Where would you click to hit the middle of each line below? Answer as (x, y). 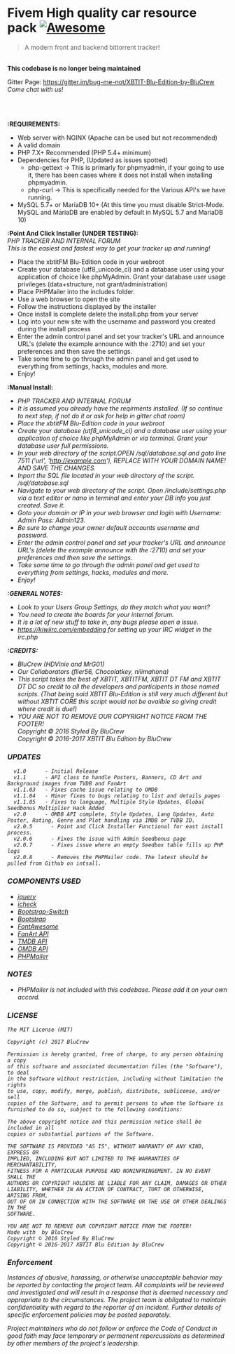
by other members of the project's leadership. (73, 1343)
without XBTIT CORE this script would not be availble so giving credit (117, 701)
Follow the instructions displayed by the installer (87, 306)
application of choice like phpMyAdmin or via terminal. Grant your (113, 438)
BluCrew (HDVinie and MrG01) (61, 664)
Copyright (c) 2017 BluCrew (48, 1042)
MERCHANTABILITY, (33, 1165)
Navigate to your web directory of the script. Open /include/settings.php (122, 490)
